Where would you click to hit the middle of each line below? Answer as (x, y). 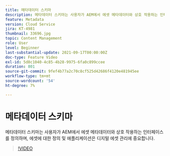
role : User (17, 43)
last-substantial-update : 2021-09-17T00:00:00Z (56, 52)
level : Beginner (22, 48)
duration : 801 (20, 67)
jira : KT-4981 (20, 29)
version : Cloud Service (30, 24)
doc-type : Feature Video (31, 57)
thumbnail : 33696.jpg (28, 34)
